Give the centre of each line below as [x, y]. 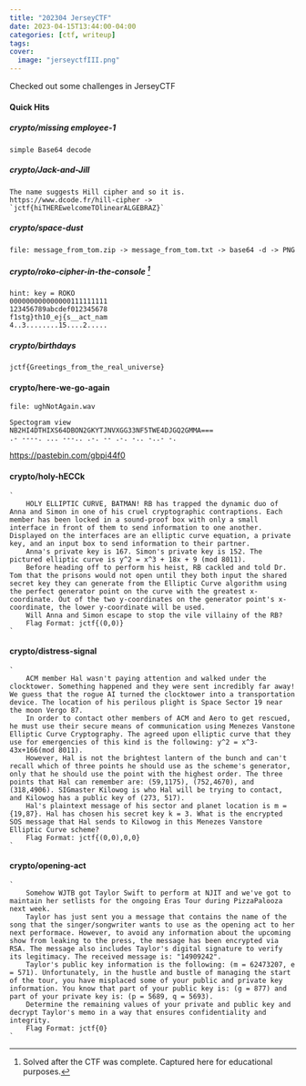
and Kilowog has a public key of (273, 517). [97, 797]
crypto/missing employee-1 [63, 127]
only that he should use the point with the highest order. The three [146, 774]
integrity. [30, 1020]
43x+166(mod [32, 750]
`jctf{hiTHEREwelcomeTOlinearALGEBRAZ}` [87, 208]
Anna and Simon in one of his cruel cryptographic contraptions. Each [146, 512]
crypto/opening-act [48, 866]
